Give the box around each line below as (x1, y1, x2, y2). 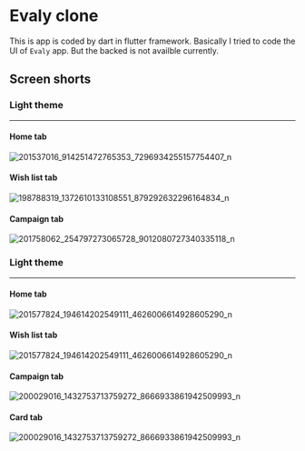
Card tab (9, 411, 44, 423)
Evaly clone (9, 5, 99, 26)
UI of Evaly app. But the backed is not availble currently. (9, 45, 220, 55)
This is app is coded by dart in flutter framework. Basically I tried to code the (9, 35, 296, 46)
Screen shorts (9, 72, 92, 87)
